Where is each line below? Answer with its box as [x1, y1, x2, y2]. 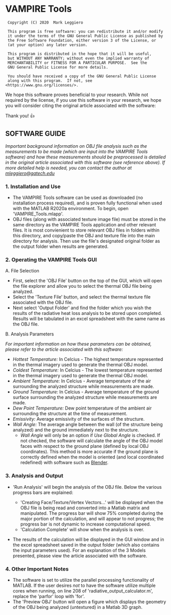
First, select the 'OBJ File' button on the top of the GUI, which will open [12, 278, 162, 284]
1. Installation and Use [5, 183, 61, 190]
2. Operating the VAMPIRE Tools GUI [5, 256, 97, 263]
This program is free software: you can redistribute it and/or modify [7, 29, 163, 34]
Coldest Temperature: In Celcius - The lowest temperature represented [12, 367, 162, 373]
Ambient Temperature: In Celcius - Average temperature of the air [12, 378, 152, 384]
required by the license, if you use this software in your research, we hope [5, 97, 162, 103]
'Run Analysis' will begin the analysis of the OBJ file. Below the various [12, 484, 162, 490]
